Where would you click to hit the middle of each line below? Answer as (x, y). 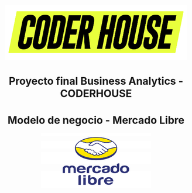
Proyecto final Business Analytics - (96, 81)
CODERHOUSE (96, 94)
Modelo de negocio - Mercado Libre (96, 120)
